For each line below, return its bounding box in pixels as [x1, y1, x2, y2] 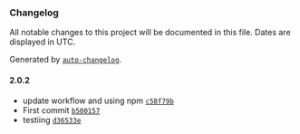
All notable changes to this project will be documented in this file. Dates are [9, 27, 292, 38]
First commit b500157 [22, 104, 101, 115]
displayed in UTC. [9, 36, 76, 47]
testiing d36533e [22, 114, 82, 125]
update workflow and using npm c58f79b [22, 95, 175, 106]
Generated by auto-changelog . [9, 54, 122, 65]
